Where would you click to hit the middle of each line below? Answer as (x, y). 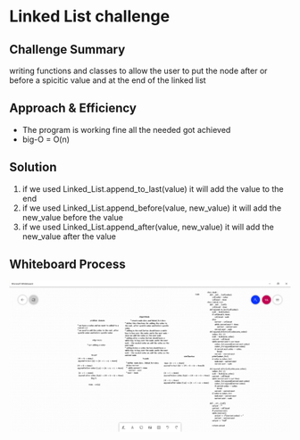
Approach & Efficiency (73, 108)
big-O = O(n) (46, 139)
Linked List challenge (90, 17)
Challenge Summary (67, 50)
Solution (33, 167)
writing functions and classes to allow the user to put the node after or (138, 71)
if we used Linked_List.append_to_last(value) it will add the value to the (153, 188)
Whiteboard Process (68, 265)
